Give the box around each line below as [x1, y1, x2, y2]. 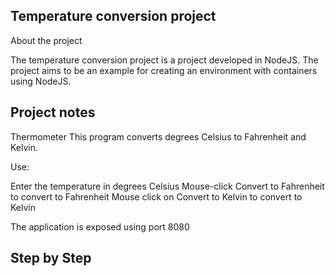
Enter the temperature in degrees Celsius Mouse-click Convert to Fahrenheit [10, 180, 325, 192]
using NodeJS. [10, 75, 72, 87]
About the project [10, 34, 83, 46]
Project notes [10, 104, 96, 121]
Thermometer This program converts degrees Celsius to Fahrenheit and [10, 130, 307, 143]
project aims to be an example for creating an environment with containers [10, 64, 318, 76]
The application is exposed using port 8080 [10, 220, 190, 233]
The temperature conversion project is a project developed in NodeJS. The [10, 54, 319, 66]
